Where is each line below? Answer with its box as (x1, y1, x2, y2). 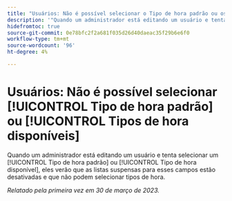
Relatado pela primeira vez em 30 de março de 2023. (7, 186, 160, 194)
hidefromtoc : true (7, 23, 60, 30)
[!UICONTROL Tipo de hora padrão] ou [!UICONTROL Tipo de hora (7, 158, 197, 166)
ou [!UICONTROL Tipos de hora (7, 114, 189, 129)
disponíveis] (7, 128, 80, 144)
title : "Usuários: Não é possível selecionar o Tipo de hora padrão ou (7, 10, 217, 17)
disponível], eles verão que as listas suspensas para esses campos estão (7, 165, 216, 173)
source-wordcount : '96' (7, 42, 76, 49)
